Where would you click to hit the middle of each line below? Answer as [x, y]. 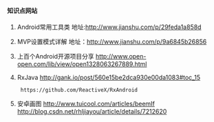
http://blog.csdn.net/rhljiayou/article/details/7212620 [92, 112]
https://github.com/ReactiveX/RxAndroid [79, 90]
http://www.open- [121, 57]
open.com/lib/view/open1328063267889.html [82, 64]
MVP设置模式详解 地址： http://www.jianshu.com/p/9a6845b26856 [112, 42]
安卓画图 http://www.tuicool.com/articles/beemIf [86, 104]
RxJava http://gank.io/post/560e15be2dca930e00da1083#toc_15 [109, 78]
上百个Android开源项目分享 [55, 57]
